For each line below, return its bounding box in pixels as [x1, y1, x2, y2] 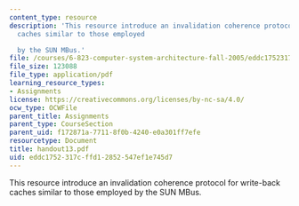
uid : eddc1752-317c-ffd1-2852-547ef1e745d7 [9, 153, 174, 162]
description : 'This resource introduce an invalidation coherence [9, 21, 261, 30]
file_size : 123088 [9, 62, 77, 71]
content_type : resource [9, 12, 98, 22]
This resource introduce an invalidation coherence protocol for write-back [9, 177, 280, 187]
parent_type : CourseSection [9, 120, 114, 129]
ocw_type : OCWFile [9, 103, 77, 112]
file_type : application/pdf [9, 70, 114, 80]
